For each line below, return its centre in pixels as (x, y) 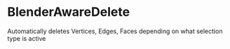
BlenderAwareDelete (69, 12)
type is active (27, 38)
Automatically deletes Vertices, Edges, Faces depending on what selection (115, 31)
